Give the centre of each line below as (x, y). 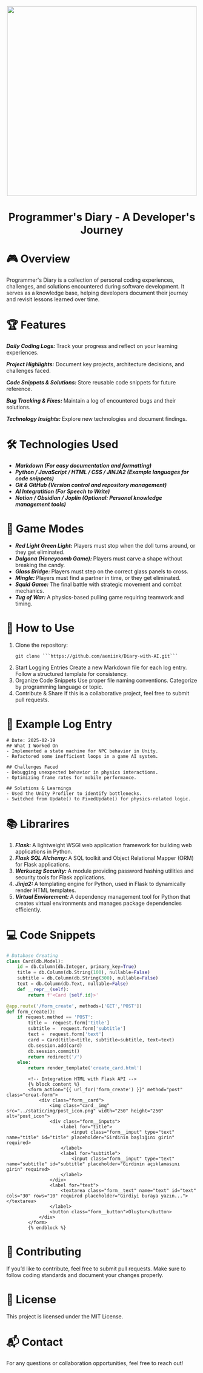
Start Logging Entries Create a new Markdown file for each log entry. (101, 667)
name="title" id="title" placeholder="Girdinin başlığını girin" (90, 1138)
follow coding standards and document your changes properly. (85, 1275)
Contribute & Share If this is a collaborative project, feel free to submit (102, 693)
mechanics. (29, 591)
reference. (19, 389)
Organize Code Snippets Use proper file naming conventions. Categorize (106, 680)
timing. (24, 604)
